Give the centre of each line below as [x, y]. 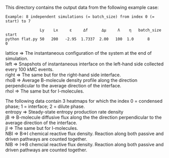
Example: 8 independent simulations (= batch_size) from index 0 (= [80, 17]
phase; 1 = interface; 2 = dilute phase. [45, 106]
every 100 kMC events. [29, 69]
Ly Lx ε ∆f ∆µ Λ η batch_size [100, 30]
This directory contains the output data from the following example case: [82, 7]
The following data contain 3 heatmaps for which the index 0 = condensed [84, 101]
